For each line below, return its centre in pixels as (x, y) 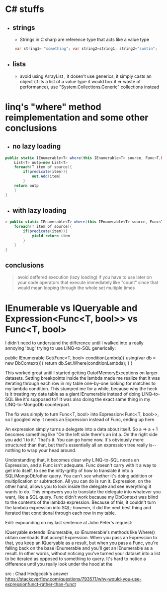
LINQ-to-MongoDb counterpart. (38, 405)
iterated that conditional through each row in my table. (61, 513)
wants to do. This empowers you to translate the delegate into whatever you (83, 492)
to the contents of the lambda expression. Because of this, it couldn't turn (81, 502)
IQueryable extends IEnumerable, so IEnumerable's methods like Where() (80, 532)
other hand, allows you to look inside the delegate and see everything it (78, 486)
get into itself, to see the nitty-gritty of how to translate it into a (69, 471)
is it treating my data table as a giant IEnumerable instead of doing (73, 394)
